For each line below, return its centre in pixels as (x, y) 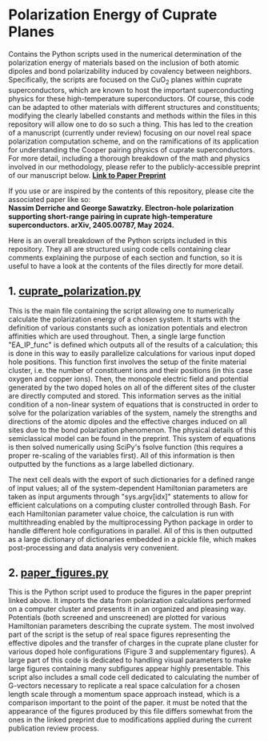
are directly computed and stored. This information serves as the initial (125, 395)
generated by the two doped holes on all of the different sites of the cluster (132, 387)
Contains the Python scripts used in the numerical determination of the (125, 54)
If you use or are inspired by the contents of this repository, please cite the (131, 191)
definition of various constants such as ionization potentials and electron (128, 327)
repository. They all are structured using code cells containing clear (120, 249)
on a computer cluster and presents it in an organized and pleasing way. (127, 609)
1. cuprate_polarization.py (75, 292)
